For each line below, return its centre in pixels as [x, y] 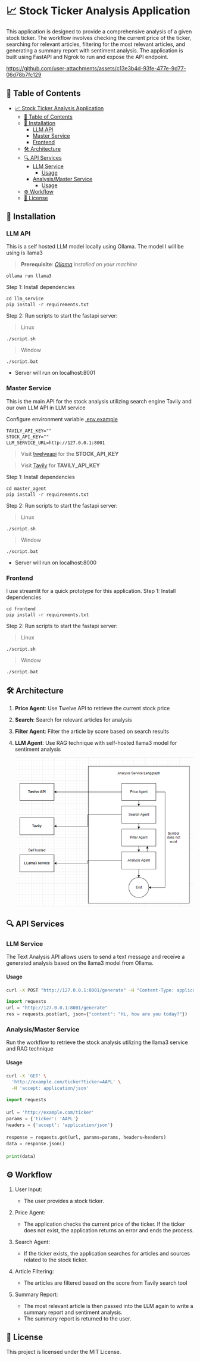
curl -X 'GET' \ [26, 1076]
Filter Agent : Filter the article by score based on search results [92, 731]
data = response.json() [36, 1144]
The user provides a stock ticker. [64, 1201]
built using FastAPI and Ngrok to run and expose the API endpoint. [87, 57]
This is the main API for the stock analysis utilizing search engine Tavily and [99, 401]
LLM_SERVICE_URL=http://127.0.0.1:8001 [56, 443]
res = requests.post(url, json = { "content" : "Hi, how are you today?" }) [97, 1014]
